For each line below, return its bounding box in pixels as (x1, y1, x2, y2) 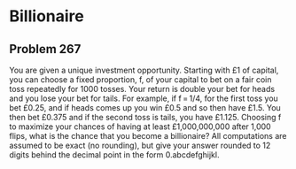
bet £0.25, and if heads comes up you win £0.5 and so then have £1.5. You (9, 103, 281, 112)
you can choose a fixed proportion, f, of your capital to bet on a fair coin (9, 74, 272, 85)
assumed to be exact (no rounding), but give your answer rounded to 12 (9, 140, 271, 150)
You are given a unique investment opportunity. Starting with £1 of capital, (9, 65, 279, 75)
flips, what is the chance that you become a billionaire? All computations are (9, 131, 287, 141)
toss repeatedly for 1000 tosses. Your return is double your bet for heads (9, 84, 276, 94)
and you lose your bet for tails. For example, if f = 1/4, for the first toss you (9, 93, 279, 104)
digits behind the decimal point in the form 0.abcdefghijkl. (9, 150, 220, 160)
